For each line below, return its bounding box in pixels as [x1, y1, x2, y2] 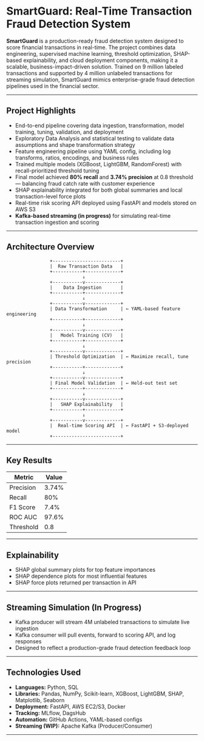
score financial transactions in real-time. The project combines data [6, 44, 176, 51]
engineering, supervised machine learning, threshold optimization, [6, 50, 172, 57]
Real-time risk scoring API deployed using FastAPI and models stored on [15, 199, 197, 206]
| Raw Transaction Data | [49, 263, 123, 269]
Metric [14, 473, 34, 482]
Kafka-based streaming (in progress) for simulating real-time [15, 212, 171, 219]
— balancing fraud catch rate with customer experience [15, 180, 155, 187]
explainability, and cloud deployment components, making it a [23, 56, 178, 64]
